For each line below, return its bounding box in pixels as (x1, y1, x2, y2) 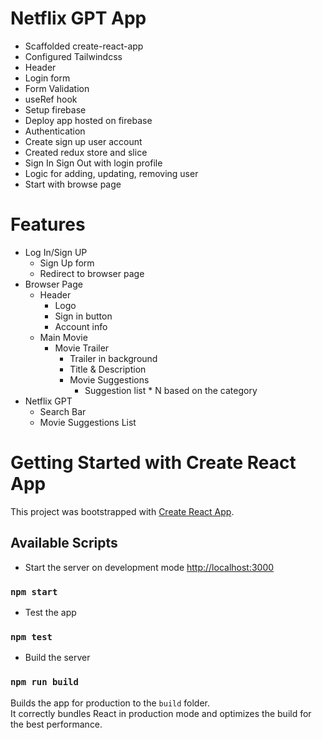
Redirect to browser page (39, 267, 145, 279)
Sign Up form (39, 257, 95, 269)
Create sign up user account (24, 135, 143, 147)
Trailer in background (69, 352, 158, 364)
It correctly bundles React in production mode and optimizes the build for (10, 707, 312, 719)
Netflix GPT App (10, 7, 147, 30)
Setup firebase (24, 103, 87, 116)
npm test (10, 631, 53, 642)
